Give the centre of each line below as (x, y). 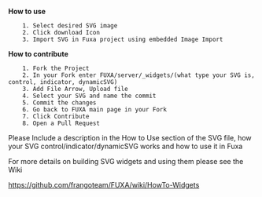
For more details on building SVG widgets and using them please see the (126, 161)
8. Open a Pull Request (61, 123)
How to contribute (39, 54)
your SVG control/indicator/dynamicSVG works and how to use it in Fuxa (125, 146)
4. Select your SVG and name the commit (89, 96)
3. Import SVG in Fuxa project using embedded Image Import (123, 39)
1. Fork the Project (56, 68)
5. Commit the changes (59, 103)
